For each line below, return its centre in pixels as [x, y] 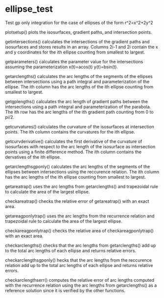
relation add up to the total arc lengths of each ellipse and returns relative [79, 265]
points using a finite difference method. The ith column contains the [73, 152]
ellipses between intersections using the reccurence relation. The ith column [82, 172]
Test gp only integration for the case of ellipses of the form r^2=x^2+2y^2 [79, 23]
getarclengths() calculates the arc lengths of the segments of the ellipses [79, 76]
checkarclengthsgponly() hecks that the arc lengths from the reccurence [78, 260]
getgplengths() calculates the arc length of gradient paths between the [77, 101]
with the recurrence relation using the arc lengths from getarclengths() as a [81, 285]
